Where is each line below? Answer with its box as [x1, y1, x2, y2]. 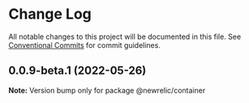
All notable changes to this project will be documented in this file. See [8, 32, 242, 41]
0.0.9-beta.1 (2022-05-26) [8, 64, 147, 78]
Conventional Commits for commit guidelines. [8, 40, 161, 49]
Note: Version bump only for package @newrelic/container [8, 85, 206, 95]
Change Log [8, 5, 92, 24]
